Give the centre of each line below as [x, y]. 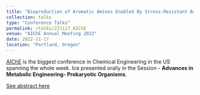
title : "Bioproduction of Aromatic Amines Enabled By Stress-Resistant [97, 12]
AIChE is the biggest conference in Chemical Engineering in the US [88, 61]
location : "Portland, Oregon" [44, 45]
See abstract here [28, 85]
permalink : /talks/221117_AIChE [46, 28]
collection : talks [29, 17]
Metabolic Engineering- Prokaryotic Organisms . [67, 74]
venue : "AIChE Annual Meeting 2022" [51, 34]
